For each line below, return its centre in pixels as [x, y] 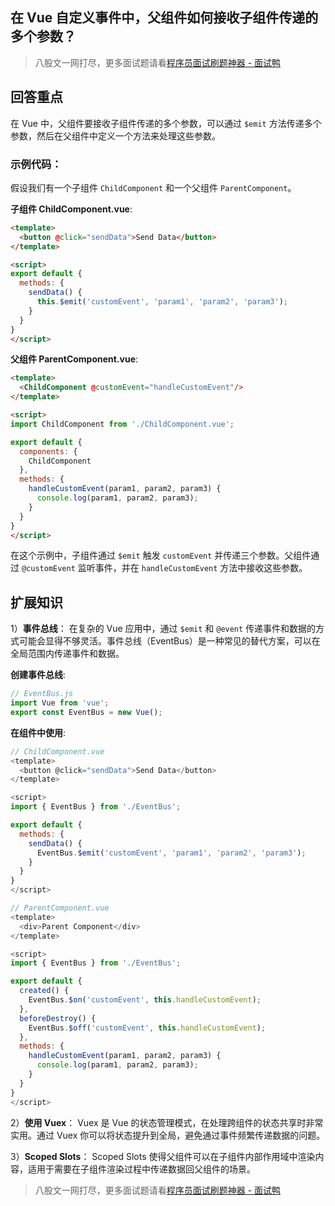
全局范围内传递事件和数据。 [67, 654]
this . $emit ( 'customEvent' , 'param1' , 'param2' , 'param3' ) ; [162, 302]
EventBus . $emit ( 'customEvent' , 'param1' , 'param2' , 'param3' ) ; [171, 853]
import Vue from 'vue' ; [60, 703]
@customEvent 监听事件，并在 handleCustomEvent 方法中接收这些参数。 [164, 568]
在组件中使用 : [38, 732]
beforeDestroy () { [58, 1018]
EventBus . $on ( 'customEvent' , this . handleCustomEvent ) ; [145, 1000]
